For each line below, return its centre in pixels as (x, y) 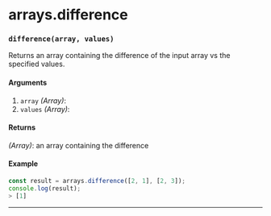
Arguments (28, 83)
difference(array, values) (61, 39)
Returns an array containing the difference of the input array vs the (119, 56)
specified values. (37, 64)
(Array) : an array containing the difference (79, 145)
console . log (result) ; (45, 188)
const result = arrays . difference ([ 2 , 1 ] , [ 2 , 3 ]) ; (97, 181)
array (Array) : (43, 100)
